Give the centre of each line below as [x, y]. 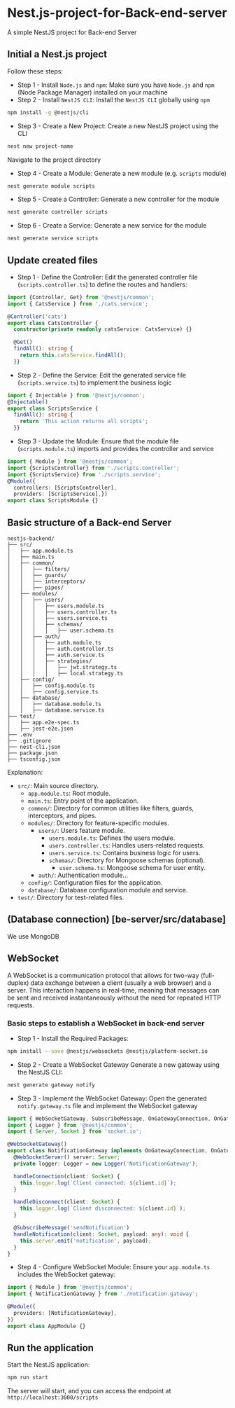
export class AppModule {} [47, 1326]
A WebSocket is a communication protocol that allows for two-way [103, 975]
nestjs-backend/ [31, 539]
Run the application [51, 1348]
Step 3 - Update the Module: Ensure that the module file [98, 441]
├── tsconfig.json [34, 759]
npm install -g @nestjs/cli [48, 112]
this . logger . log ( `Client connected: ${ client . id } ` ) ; [98, 1183]
